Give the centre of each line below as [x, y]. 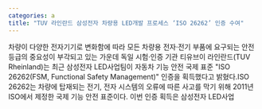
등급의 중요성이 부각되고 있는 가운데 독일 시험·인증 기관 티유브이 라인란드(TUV [129, 56]
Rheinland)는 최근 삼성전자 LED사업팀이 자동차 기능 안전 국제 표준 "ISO [119, 66]
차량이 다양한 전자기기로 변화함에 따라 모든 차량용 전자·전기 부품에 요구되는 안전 [131, 47]
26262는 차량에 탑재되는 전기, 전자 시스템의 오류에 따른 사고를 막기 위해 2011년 [131, 86]
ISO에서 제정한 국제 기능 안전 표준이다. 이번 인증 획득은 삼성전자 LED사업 [121, 96]
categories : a [32, 16]
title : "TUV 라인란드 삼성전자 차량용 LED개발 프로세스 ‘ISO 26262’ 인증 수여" [126, 23]
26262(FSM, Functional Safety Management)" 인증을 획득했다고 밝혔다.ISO [129, 76]
